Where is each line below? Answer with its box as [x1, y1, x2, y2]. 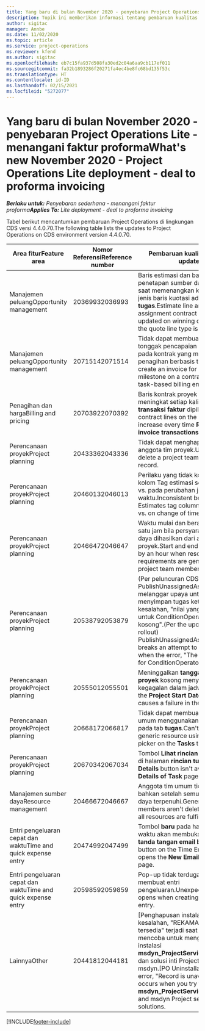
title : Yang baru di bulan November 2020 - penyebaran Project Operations [6, 9, 201, 15]
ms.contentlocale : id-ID [6, 77, 70, 83]
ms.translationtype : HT [6, 71, 67, 77]
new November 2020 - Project [6, 154, 163, 168]
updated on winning [138, 317, 195, 325]
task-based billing [138, 379, 191, 388]
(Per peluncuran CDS [138, 574, 200, 583]
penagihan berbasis [138, 357, 195, 365]
